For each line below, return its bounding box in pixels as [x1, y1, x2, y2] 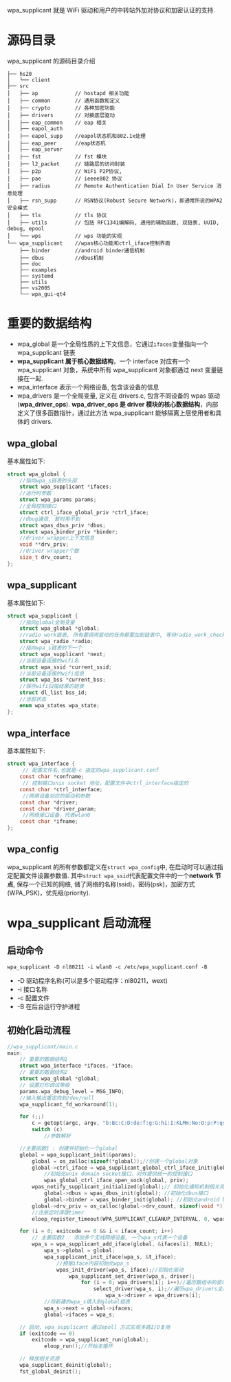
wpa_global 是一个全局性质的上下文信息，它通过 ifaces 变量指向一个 [16, 340, 208, 348]
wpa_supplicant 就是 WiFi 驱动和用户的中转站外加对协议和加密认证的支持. [7, 6, 215, 14]
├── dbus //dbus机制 [19, 254, 104, 261]
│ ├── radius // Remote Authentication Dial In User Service [7, 182, 214, 190]
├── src [7, 82, 30, 90]
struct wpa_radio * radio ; [19, 638, 94, 645]
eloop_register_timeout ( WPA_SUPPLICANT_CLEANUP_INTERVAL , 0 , [32, 1215, 211, 1222]
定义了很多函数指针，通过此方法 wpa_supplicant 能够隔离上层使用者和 [16, 409, 216, 417]
